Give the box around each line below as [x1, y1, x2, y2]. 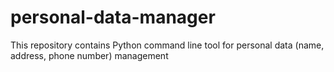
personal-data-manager [10, 6, 216, 29]
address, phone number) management [10, 49, 169, 61]
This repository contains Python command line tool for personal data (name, [10, 39, 325, 51]
